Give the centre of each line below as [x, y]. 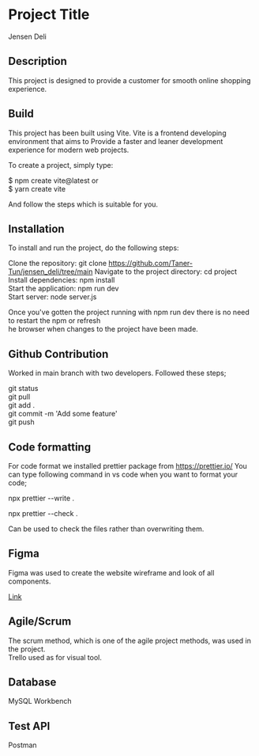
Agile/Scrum [40, 622]
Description [38, 61]
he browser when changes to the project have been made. [103, 329]
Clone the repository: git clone [58, 264]
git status [23, 389]
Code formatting [50, 447]
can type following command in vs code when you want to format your [123, 474]
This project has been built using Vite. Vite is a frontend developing [117, 133]
